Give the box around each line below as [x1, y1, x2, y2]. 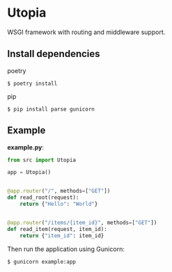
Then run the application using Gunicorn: [7, 245, 125, 253]
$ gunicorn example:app [7, 258, 77, 265]
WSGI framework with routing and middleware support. [7, 28, 166, 36]
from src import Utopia [7, 157, 77, 163]
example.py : [7, 143, 44, 151]
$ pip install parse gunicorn [7, 106, 95, 113]
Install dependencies [7, 48, 100, 60]
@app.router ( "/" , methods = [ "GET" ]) [7, 188, 111, 195]
